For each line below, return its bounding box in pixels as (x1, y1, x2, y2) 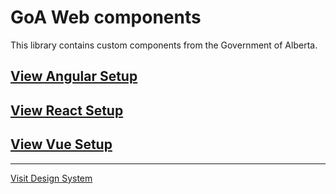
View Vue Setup (10, 136, 113, 153)
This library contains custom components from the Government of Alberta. (10, 39, 318, 51)
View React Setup (10, 102, 124, 119)
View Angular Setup (10, 68, 138, 85)
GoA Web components (10, 6, 202, 29)
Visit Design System (10, 172, 93, 184)
